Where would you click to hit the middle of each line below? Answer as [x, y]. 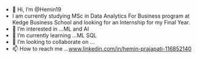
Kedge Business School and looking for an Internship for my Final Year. [101, 22]
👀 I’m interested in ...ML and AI [51, 29]
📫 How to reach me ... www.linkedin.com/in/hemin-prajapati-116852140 [102, 49]
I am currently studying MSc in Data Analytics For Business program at [101, 16]
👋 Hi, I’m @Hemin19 [37, 9]
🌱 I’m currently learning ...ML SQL [55, 35]
